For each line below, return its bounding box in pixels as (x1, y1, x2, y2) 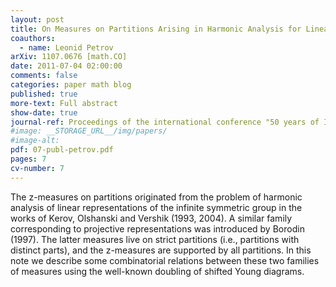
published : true (10, 89, 78, 99)
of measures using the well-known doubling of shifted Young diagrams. (10, 265, 305, 277)
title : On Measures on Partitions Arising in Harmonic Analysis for (10, 24, 302, 34)
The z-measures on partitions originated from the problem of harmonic (10, 191, 303, 203)
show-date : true (10, 107, 78, 118)
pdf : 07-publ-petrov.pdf (10, 145, 114, 155)
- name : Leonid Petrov (19, 42, 114, 53)
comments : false (10, 71, 78, 81)
